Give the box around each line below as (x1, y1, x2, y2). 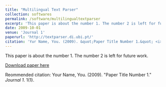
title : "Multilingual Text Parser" (5, 7, 79, 12)
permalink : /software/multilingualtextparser (5, 16, 100, 21)
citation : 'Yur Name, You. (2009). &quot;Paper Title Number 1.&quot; (5, 39, 154, 44)
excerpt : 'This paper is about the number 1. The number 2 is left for (5, 21, 156, 26)
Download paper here (5, 62, 49, 68)
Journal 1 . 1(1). (5, 77, 35, 83)
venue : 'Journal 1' (5, 30, 45, 35)
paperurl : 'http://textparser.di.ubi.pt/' (5, 35, 94, 40)
